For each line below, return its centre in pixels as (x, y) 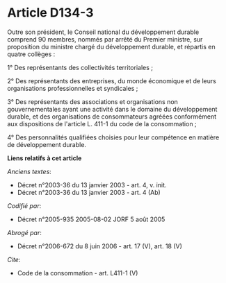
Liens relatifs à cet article (45, 158)
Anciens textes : (30, 171)
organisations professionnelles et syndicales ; (73, 88)
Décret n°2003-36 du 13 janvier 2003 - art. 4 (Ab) (89, 192)
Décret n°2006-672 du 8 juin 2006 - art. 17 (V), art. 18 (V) (100, 246)
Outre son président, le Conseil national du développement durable (103, 32)
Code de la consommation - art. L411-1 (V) (78, 273)
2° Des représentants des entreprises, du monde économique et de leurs (112, 80)
